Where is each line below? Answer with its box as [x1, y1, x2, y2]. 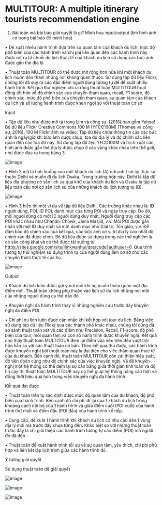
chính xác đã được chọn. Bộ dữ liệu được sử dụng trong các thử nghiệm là [5, 234, 152, 240]
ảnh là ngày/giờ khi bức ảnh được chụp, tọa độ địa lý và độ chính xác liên [5, 134, 150, 140]
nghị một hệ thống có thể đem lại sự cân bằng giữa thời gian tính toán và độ [5, 363, 156, 369]
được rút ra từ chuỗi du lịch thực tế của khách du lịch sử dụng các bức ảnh [5, 54, 154, 60]
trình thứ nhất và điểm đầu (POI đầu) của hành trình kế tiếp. [5, 407, 123, 413]
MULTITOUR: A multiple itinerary [5, 3, 139, 15]
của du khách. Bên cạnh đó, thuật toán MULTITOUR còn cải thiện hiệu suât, [5, 353, 156, 358]
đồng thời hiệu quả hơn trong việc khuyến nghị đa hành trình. [5, 374, 127, 379]
